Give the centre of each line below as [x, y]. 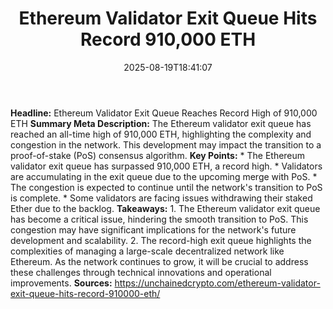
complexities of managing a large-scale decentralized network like [147, 251]
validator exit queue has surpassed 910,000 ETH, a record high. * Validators [166, 166]
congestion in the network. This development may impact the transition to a [166, 144]
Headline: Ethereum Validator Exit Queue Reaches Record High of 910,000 [164, 113]
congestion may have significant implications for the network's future [153, 229]
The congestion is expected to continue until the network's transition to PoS [166, 187]
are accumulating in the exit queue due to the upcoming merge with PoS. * [164, 176]
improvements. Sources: [61, 283]
